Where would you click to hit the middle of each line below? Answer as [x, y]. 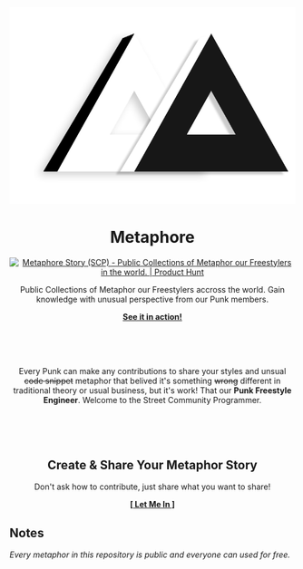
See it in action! [152, 316]
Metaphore [152, 237]
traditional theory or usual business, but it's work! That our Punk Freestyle [152, 390]
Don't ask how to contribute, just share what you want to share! [152, 487]
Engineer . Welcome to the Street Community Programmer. [152, 400]
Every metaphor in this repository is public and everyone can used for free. [150, 555]
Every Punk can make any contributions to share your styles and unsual [152, 371]
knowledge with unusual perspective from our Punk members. [152, 299]
